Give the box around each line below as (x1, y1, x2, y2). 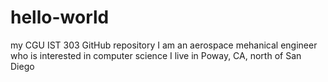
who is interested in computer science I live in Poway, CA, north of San (10, 49, 302, 61)
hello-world (10, 6, 110, 29)
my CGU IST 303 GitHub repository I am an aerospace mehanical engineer (10, 39, 318, 51)
